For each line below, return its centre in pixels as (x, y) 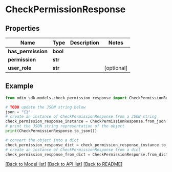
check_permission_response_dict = (42, 145)
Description (84, 43)
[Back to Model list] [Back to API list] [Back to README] (64, 164)
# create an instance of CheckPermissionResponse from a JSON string (81, 117)
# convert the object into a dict (42, 140)
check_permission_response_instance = (47, 121)
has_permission (28, 51)
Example (19, 86)
